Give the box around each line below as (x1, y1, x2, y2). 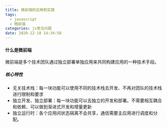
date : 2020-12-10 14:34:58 (5, 31, 62, 36)
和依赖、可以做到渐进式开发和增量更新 (12, 104, 92, 110)
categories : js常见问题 (5, 26, 52, 31)
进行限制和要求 (12, 91, 44, 97)
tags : (5, 12, 17, 17)
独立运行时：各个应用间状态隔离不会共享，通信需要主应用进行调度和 (12, 110, 153, 116)
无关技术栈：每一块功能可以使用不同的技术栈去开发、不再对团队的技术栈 (12, 85, 162, 91)
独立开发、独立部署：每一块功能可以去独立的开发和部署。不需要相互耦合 (12, 97, 162, 103)
